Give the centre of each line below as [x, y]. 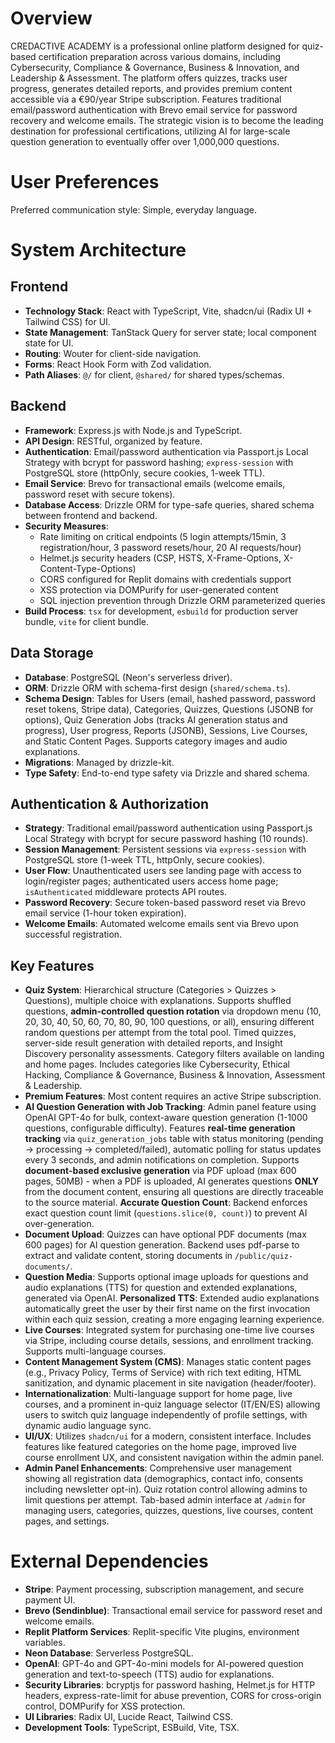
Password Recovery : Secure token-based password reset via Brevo [165, 903]
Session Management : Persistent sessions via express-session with [165, 849]
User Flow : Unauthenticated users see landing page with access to [163, 871]
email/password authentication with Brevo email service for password [154, 109]
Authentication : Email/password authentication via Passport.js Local [166, 451]
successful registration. [73, 934]
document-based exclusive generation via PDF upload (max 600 [160, 1171]
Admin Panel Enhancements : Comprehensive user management [158, 1468]
